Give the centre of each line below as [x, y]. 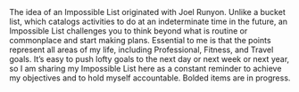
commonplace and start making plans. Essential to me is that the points [140, 40]
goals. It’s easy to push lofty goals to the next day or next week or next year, [149, 59]
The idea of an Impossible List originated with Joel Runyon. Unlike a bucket [147, 12]
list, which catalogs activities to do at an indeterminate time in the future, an [149, 21]
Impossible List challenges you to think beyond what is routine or [129, 31]
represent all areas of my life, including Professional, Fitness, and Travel [141, 50]
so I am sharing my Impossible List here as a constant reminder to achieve [145, 69]
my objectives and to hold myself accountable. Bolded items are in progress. [150, 78]
